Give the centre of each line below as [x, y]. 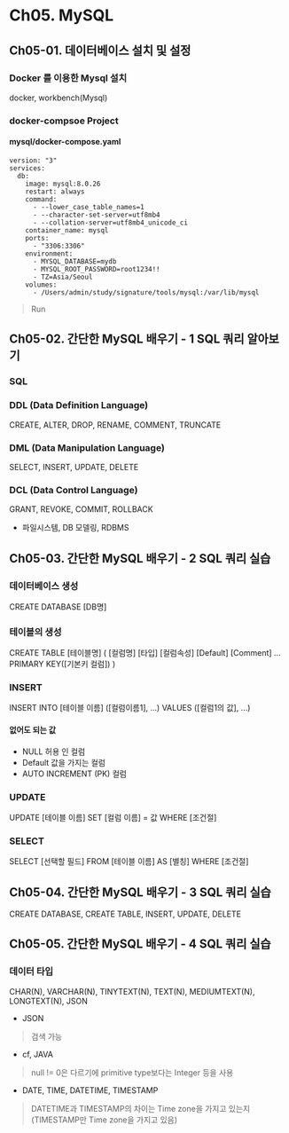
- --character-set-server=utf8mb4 [97, 215]
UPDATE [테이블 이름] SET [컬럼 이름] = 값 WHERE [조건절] [113, 817]
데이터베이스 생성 [44, 586]
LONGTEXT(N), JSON [49, 1001]
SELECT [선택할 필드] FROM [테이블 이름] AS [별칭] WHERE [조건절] [129, 862]
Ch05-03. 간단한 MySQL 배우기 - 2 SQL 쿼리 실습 [140, 559]
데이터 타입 [31, 972]
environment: [49, 254]
